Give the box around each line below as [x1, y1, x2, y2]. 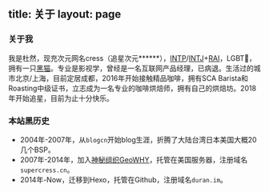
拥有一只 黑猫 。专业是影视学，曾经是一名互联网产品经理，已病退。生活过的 [8, 63, 254, 73]
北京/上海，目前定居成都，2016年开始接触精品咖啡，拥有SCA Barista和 [14, 73, 249, 82]
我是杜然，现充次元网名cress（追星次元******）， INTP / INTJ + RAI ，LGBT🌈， [8, 53, 256, 62]
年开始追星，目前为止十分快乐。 [8, 93, 114, 102]
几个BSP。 [19, 145, 55, 154]
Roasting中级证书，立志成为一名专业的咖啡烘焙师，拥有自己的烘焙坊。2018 [8, 83, 257, 93]
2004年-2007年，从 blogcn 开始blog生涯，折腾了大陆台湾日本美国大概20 [19, 134, 258, 144]
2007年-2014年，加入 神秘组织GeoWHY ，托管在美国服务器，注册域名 [19, 154, 248, 164]
